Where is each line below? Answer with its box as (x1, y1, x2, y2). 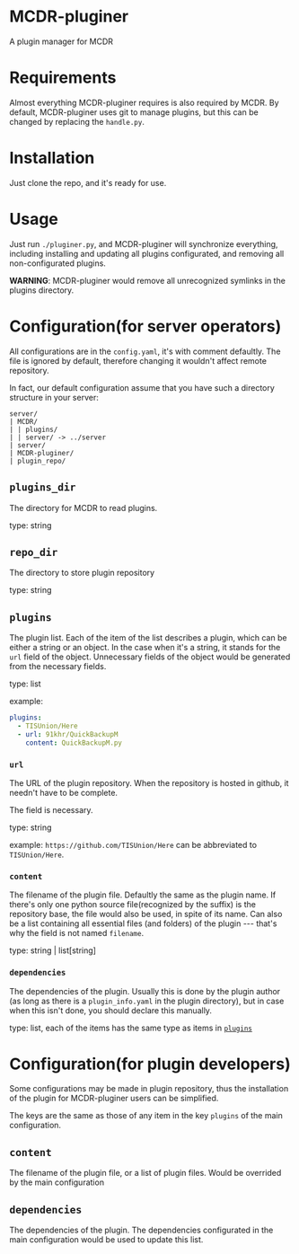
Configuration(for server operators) (9, 316, 282, 336)
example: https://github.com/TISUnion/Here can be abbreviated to (9, 839, 258, 850)
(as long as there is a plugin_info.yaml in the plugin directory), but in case (9, 995, 285, 1006)
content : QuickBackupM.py (25, 738, 123, 747)
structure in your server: (9, 392, 99, 402)
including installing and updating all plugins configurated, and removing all (9, 248, 285, 259)
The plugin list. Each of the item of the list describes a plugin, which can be (9, 632, 287, 643)
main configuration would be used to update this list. (9, 1234, 204, 1245)
